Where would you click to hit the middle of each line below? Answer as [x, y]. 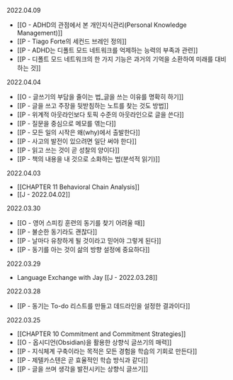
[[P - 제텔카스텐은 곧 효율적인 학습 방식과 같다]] [83, 360]
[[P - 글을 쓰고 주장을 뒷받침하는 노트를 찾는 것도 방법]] [93, 105]
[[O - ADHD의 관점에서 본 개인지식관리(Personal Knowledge [102, 25]
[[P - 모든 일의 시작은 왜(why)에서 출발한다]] [79, 132]
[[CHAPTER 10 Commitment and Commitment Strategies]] [101, 334]
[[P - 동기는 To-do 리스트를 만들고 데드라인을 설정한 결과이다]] [103, 306]
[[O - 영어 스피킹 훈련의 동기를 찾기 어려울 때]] [81, 223]
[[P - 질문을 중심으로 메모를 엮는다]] [66, 123]
